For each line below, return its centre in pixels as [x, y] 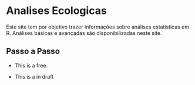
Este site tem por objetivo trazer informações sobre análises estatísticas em [98, 27]
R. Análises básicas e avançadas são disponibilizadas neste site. [84, 33]
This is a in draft [34, 76]
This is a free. [31, 65]
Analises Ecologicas [56, 11]
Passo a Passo [33, 52]
